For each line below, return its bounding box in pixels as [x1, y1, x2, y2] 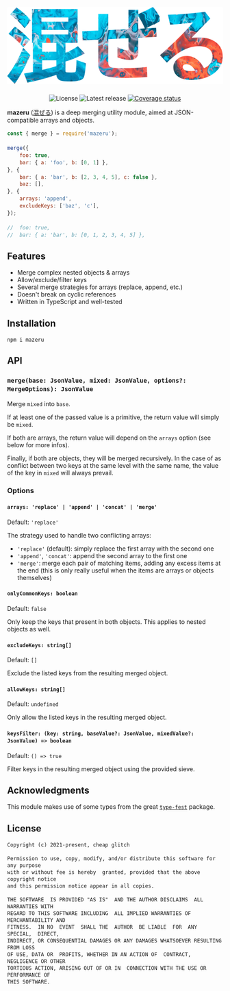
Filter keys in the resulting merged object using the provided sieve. [7, 764, 195, 773]
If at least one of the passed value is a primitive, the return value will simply [7, 413, 220, 421]
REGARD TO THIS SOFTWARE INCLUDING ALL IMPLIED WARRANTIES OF [7, 910, 192, 917]
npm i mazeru [7, 336, 44, 344]
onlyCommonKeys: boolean [7, 590, 78, 597]
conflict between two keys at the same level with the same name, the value [7, 461, 219, 469]
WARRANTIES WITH [7, 903, 53, 910]
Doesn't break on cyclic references [16, 290, 116, 299]
